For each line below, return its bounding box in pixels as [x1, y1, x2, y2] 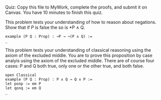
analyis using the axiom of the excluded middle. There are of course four [5, 58, 155, 64]
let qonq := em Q [5, 86, 41, 91]
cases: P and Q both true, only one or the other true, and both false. [5, 63, 145, 69]
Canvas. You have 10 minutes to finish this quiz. [5, 9, 103, 15]
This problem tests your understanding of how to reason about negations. [5, 19, 157, 25]
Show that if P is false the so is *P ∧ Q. [5, 24, 85, 30]
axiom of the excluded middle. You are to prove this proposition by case [5, 52, 153, 58]
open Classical [5, 73, 37, 78]
